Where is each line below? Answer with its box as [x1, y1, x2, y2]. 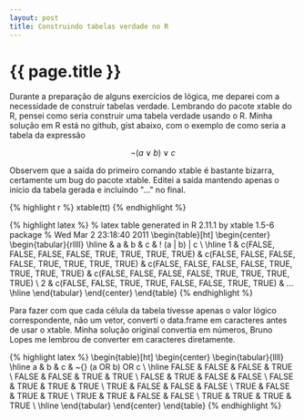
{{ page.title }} [9, 61, 122, 82]
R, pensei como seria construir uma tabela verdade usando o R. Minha [9, 110, 273, 121]
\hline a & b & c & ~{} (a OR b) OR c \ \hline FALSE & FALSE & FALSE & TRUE [9, 362, 293, 373]
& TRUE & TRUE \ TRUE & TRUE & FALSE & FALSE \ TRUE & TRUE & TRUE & [9, 391, 292, 402]
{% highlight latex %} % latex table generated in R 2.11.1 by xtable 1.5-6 [9, 220, 275, 230]
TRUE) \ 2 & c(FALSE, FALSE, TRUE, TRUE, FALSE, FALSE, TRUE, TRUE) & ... [9, 278, 294, 289]
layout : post [9, 13, 59, 23]
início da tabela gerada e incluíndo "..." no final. [9, 184, 187, 196]
